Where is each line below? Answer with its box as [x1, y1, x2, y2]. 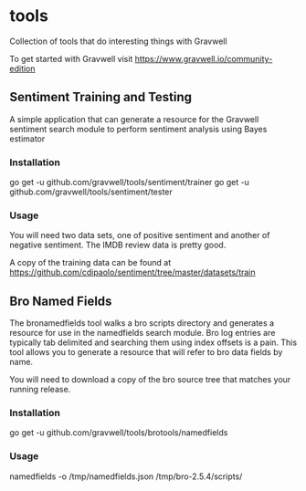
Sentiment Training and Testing [9, 89, 193, 105]
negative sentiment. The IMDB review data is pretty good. [9, 239, 227, 251]
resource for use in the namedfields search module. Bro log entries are [9, 328, 276, 339]
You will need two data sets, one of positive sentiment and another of [9, 230, 270, 241]
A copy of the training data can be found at [9, 257, 172, 268]
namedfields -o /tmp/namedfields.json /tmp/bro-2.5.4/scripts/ [9, 471, 243, 482]
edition [9, 63, 36, 74]
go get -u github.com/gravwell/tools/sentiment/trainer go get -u [9, 177, 249, 188]
